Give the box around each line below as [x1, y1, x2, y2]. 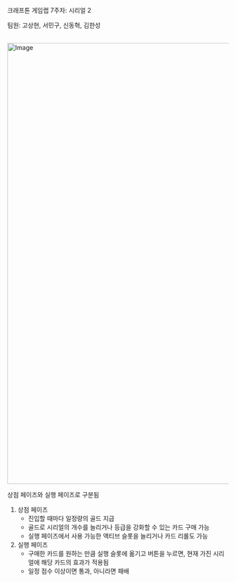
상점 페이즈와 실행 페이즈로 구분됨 [7, 491, 100, 498]
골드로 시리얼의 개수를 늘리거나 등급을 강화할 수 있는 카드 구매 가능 [27, 523, 210, 531]
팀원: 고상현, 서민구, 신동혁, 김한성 [7, 21, 101, 29]
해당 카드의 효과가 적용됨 [41, 558, 109, 567]
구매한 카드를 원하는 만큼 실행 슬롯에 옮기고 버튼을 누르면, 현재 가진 [27, 550, 212, 557]
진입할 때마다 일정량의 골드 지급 [27, 515, 114, 522]
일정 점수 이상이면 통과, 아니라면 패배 [27, 567, 130, 575]
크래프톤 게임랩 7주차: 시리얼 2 [7, 6, 91, 14]
